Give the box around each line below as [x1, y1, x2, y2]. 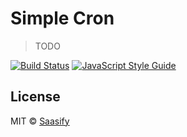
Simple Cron [10, 7, 115, 30]
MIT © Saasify [10, 115, 70, 127]
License [10, 88, 61, 106]
